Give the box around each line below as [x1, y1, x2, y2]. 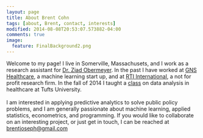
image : [6, 37, 23, 43]
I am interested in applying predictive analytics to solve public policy [6, 98, 178, 106]
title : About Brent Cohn [6, 15, 69, 21]
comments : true [6, 32, 45, 38]
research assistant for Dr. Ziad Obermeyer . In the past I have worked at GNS [6, 66, 197, 73]
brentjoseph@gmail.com [6, 125, 68, 132]
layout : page [6, 9, 40, 15]
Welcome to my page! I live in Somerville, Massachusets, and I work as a [6, 59, 189, 67]
